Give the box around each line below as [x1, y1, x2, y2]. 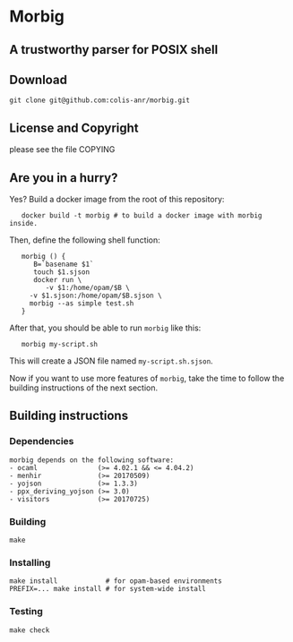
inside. [9, 219, 39, 228]
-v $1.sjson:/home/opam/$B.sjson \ [29, 291, 163, 301]
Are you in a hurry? [9, 170, 118, 185]
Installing [9, 556, 51, 569]
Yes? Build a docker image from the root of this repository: [9, 194, 225, 205]
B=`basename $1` [32, 260, 94, 270]
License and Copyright [9, 120, 139, 135]
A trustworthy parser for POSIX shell [9, 42, 219, 57]
